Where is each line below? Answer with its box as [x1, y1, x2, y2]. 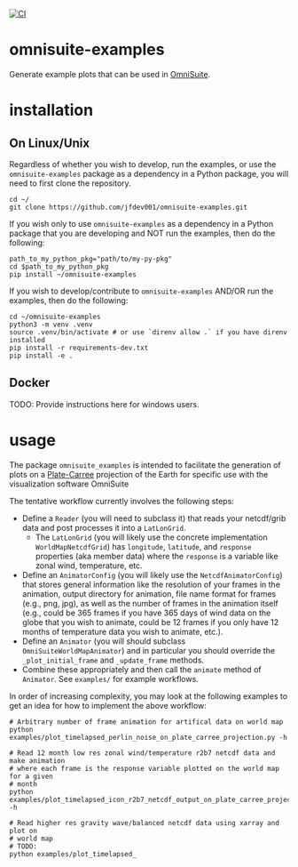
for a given [9, 772, 53, 781]
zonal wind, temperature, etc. [35, 560, 144, 571]
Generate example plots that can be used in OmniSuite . [9, 68, 211, 79]
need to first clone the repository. [9, 178, 131, 189]
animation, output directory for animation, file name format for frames [21, 588, 277, 599]
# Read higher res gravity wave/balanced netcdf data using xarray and [9, 818, 279, 827]
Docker [9, 375, 51, 390]
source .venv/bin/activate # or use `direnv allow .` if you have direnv [9, 327, 288, 337]
